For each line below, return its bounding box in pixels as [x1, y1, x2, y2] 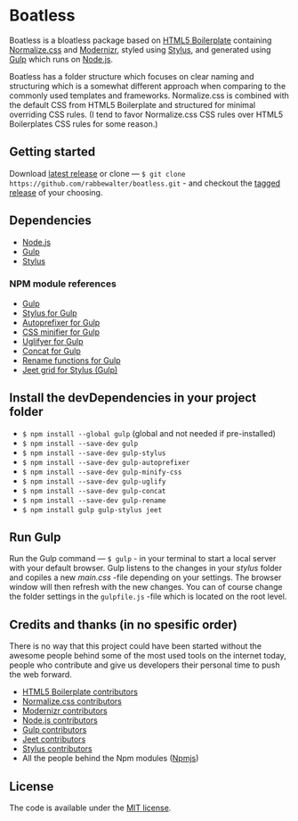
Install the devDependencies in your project [9, 390, 256, 406]
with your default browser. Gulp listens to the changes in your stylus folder [9, 563, 283, 574]
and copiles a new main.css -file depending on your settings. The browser [9, 572, 282, 583]
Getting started [9, 145, 96, 160]
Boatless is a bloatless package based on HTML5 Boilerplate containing [9, 35, 272, 46]
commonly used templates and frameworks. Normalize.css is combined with [9, 90, 289, 101]
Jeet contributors [21, 734, 86, 745]
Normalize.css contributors [21, 696, 122, 707]
